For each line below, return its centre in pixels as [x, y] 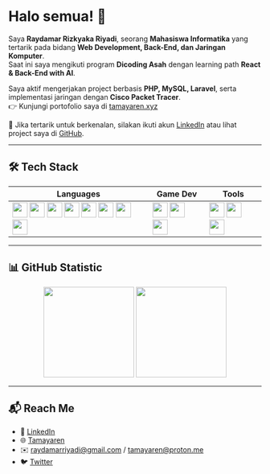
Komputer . [27, 56]
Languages [78, 194]
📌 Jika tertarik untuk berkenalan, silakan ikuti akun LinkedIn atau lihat [123, 125]
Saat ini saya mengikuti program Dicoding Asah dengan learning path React [135, 64]
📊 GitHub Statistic [55, 268]
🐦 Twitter [37, 462]
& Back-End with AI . [42, 72]
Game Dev [177, 194]
